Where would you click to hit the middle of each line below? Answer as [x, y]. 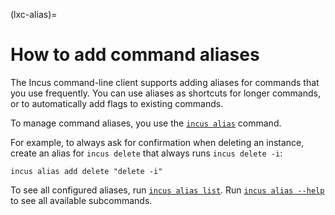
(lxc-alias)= [34, 14]
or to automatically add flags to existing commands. [117, 103]
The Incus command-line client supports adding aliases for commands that [165, 82]
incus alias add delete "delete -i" [86, 171]
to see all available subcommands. [81, 200]
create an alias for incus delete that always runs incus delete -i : [146, 153]
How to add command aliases [135, 55]
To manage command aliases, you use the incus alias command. [146, 123]
